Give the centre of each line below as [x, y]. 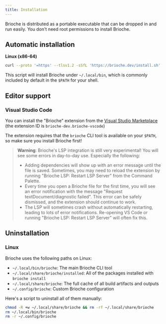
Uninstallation [27, 233]
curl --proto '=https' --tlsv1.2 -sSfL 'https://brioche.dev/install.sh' [83, 66]
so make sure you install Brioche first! [44, 141]
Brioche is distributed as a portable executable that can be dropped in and [81, 24]
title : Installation [27, 10]
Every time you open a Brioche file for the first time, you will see [90, 186]
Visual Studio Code [29, 110]
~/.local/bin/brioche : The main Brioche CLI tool [62, 268]
